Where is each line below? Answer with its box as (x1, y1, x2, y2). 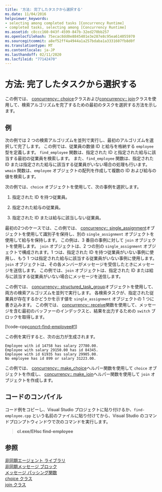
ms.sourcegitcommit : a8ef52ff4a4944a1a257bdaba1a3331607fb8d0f (5, 39, 135, 44)
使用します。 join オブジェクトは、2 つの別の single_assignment (13, 243, 143, 249)
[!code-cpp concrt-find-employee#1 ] (5, 324, 77, 329)
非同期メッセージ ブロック (5, 463, 57, 469)
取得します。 (21, 314, 47, 320)
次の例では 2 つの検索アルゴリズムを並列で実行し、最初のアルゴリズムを (5, 138, 150, 143)
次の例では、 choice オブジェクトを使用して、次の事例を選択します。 (5, 184, 142, 189)
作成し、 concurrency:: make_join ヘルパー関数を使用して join (26, 371, 150, 377)
